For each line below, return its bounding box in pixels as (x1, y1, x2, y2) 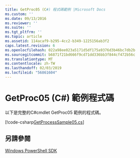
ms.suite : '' (5, 25, 31, 30)
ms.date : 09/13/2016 (5, 16, 47, 21)
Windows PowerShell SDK (5, 147, 57, 153)
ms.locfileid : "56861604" (5, 70, 57, 75)
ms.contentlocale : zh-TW (5, 61, 55, 66)
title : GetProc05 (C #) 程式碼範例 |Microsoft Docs (5, 7, 106, 12)
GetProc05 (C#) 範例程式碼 (5, 93, 115, 104)
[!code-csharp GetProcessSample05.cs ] (5, 119, 85, 125)
